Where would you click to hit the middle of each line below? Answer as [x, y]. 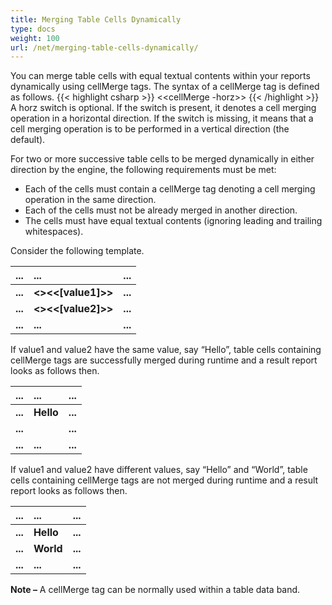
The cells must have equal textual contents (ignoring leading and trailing [173, 221]
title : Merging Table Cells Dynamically [96, 19]
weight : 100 [35, 38]
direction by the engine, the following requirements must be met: [143, 170]
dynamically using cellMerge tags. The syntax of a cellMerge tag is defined [165, 87]
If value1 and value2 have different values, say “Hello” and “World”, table [159, 470]
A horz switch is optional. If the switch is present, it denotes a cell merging [163, 108]
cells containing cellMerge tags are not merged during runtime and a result [164, 480]
